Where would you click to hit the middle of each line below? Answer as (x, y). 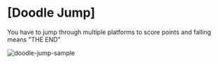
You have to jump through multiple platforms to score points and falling (109, 32)
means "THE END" (34, 39)
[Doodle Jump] (51, 13)
